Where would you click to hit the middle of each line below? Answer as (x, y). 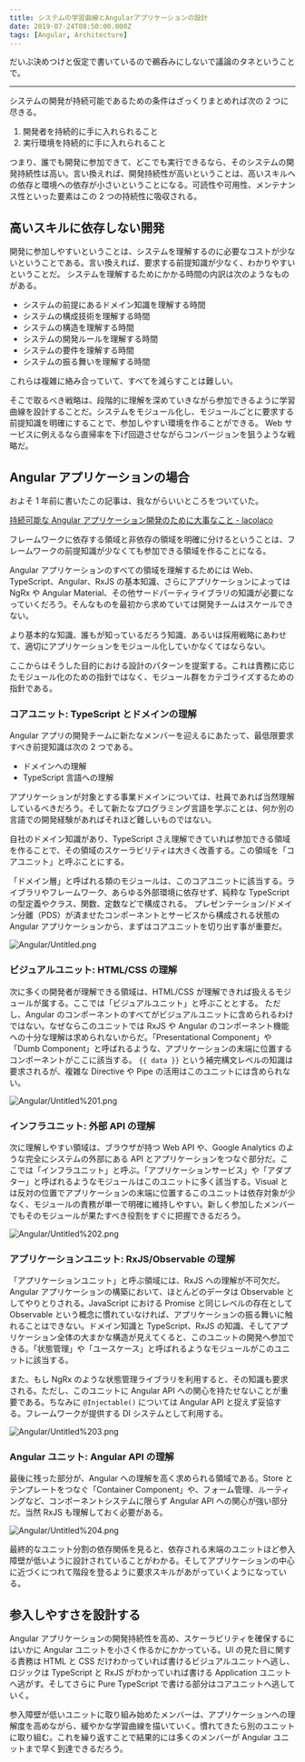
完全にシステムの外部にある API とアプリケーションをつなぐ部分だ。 (153, 1158)
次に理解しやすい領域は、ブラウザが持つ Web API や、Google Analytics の (148, 1147)
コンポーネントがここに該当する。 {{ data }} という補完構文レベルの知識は (151, 1059)
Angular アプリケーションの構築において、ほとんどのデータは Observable (147, 1292)
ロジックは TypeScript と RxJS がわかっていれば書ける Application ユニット (151, 1673)
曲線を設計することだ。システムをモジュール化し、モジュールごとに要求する (152, 412)
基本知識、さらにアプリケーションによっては (207, 581)
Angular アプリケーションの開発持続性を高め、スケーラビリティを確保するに (152, 1638)
